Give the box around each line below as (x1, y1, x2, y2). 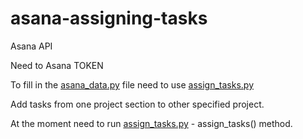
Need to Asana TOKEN (10, 59, 104, 71)
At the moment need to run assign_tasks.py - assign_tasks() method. (10, 117, 293, 129)
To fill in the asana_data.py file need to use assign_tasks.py (10, 78, 255, 91)
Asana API (10, 40, 53, 52)
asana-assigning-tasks (10, 7, 208, 30)
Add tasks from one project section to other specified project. (10, 98, 265, 110)
